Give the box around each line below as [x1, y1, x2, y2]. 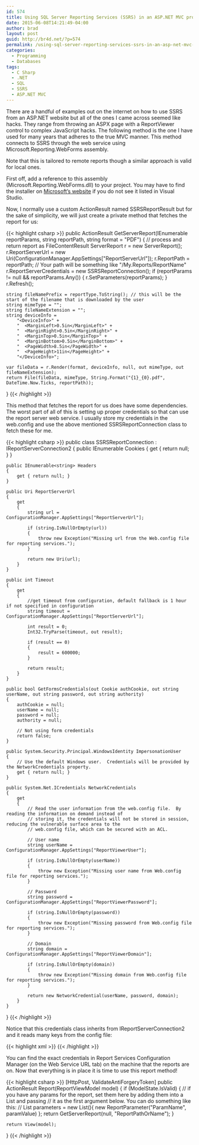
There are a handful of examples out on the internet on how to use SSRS [6, 107, 183, 115]
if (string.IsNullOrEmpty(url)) [27, 525, 108, 531]
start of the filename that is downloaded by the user [6, 296, 145, 303]
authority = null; [17, 717, 62, 723]
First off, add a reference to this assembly [6, 175, 108, 182]
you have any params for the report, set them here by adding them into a [6, 1091, 184, 1098]
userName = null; [17, 707, 60, 713]
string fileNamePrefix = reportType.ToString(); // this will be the [6, 292, 182, 298]
